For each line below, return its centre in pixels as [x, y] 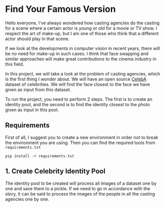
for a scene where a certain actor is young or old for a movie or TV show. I [81, 28]
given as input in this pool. [32, 110]
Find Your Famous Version [60, 9]
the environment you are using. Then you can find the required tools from [80, 142]
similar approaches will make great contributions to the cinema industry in [81, 59]
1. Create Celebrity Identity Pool [55, 172]
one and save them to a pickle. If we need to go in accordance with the [78, 188]
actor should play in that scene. [37, 39]
